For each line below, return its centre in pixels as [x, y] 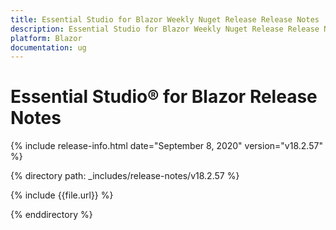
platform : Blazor [46, 38]
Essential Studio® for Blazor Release [164, 97]
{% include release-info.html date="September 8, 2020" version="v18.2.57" [166, 146]
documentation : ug [48, 47]
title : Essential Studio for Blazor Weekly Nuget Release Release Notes [165, 19]
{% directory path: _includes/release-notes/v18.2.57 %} [125, 176]
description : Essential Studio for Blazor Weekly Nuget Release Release [165, 29]
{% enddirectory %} [51, 215]
